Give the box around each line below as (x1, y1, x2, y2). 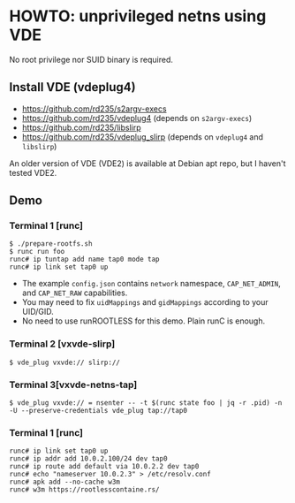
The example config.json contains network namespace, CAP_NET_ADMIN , (21, 278, 281, 289)
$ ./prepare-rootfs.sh (9, 240, 93, 248)
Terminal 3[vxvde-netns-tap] (9, 378, 138, 391)
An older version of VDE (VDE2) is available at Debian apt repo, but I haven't (9, 157, 286, 169)
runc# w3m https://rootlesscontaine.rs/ (9, 485, 161, 494)
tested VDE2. (9, 167, 57, 178)
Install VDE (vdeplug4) (9, 80, 136, 95)
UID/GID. (21, 307, 55, 317)
